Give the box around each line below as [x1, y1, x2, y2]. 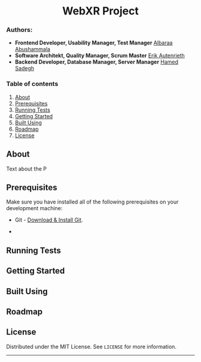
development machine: [6, 205, 63, 212]
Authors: [6, 26, 33, 34]
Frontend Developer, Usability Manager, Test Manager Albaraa [14, 39, 173, 46]
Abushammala [14, 46, 51, 53]
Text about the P [6, 165, 47, 172]
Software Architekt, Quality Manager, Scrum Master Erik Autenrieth [14, 52, 185, 59]
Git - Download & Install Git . [14, 216, 83, 223]
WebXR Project [62, 4, 139, 18]
